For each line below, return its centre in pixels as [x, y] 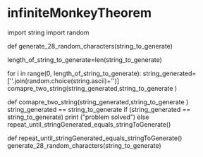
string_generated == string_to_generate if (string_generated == [99, 109]
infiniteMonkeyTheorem [79, 13]
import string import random [48, 32]
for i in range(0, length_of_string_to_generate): [74, 73]
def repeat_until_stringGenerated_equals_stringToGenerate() [95, 138]
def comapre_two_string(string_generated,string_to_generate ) [98, 102]
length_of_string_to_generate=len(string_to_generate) [85, 59]
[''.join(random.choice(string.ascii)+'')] [63, 81]
